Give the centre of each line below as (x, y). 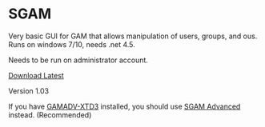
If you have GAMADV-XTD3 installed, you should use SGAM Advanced (124, 106)
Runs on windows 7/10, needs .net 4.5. (72, 44)
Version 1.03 (29, 91)
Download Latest (36, 75)
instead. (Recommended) (50, 115)
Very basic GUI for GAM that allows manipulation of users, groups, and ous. (133, 36)
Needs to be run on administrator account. (78, 60)
